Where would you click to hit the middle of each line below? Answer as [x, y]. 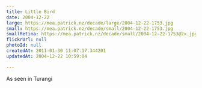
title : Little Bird [31, 12]
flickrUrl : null [26, 40]
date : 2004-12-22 [28, 17]
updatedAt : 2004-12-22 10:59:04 [47, 56]
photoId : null [24, 45]
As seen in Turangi [29, 78]
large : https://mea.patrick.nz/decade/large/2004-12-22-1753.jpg [90, 23]
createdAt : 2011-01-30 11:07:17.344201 [56, 51]
